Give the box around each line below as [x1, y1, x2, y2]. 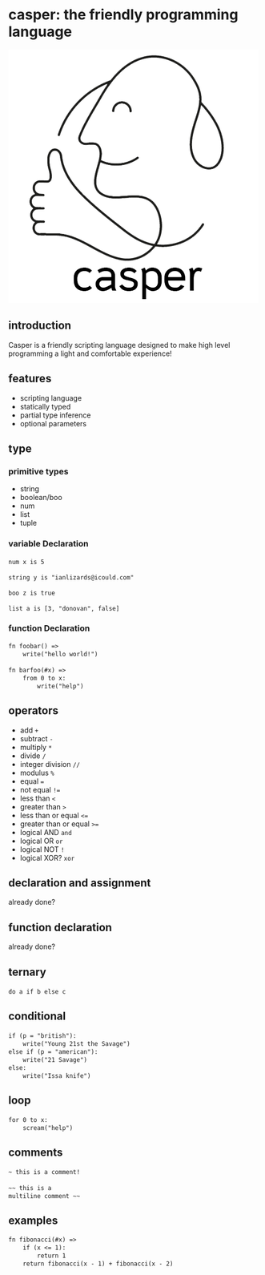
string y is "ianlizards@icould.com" [8, 573, 135, 582]
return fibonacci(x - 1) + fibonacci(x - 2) [22, 1260, 174, 1268]
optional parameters [19, 418, 86, 428]
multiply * [19, 742, 52, 752]
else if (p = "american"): [8, 1047, 98, 1055]
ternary [8, 965, 46, 978]
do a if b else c [8, 988, 66, 996]
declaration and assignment [8, 876, 151, 890]
